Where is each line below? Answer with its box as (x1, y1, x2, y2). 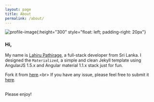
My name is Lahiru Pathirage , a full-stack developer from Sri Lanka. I (5, 52, 141, 58)
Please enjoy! (5, 91, 32, 97)
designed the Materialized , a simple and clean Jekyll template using (5, 57, 141, 63)
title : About (5, 12, 31, 16)
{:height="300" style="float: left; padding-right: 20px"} (36, 29, 146, 35)
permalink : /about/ (5, 16, 44, 21)
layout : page (5, 7, 31, 12)
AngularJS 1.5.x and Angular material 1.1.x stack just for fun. (5, 62, 123, 68)
